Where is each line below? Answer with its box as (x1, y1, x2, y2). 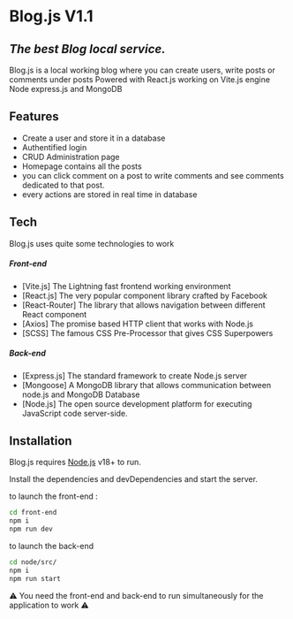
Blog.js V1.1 (9, 6, 94, 27)
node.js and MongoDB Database (21, 389, 140, 400)
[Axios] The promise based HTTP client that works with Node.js (21, 318, 254, 329)
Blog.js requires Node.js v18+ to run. (9, 457, 141, 468)
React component (21, 309, 87, 319)
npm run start (9, 574, 62, 583)
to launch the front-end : (9, 491, 99, 501)
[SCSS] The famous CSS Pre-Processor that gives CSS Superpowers (21, 327, 274, 338)
